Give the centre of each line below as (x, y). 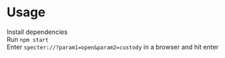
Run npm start (28, 39)
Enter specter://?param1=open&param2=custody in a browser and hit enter (112, 47)
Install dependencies (37, 32)
